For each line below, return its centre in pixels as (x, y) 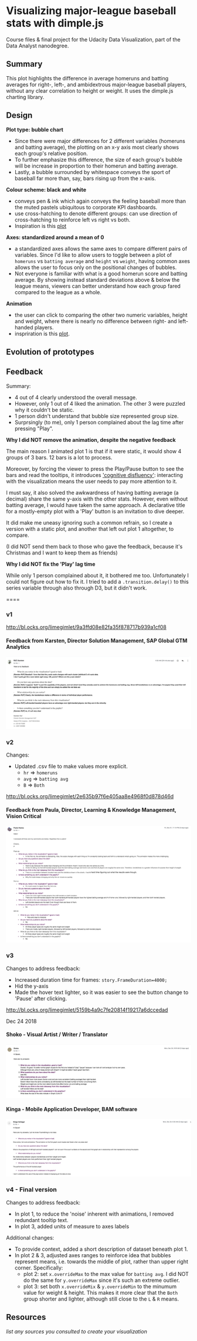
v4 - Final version (32, 1190)
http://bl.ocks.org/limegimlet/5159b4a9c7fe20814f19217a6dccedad (87, 1010)
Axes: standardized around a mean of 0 (55, 237)
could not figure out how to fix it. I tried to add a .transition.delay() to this (97, 581)
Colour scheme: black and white (46, 189)
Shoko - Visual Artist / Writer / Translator (57, 1034)
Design (19, 115)
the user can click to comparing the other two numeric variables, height (101, 315)
